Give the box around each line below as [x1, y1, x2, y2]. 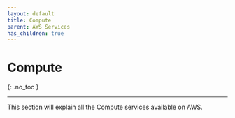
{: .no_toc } [7, 83, 39, 91]
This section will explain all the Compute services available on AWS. [7, 103, 203, 112]
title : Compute [7, 17, 52, 24]
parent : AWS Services [7, 23, 71, 30]
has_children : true [7, 29, 64, 37]
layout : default [7, 10, 55, 17]
